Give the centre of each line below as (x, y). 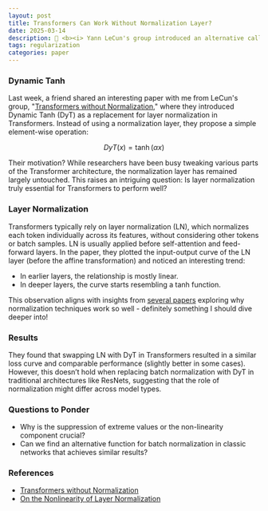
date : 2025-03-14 (37, 30)
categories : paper (39, 53)
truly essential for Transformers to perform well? (88, 188)
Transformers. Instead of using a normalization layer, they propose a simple (132, 124)
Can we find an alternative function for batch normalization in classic (133, 444)
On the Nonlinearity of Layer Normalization (90, 499)
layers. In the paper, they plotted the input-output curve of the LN (143, 252)
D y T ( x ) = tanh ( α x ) (134, 148)
